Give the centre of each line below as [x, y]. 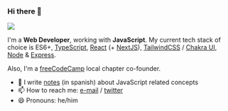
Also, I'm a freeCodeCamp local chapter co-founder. [84, 69]
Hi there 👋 [25, 11]
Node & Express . [32, 55]
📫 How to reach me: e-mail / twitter [70, 90]
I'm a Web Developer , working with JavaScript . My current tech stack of [114, 40]
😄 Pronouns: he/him [48, 100]
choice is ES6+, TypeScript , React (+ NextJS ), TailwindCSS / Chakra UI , [112, 47]
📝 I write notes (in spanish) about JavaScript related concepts [108, 82]
